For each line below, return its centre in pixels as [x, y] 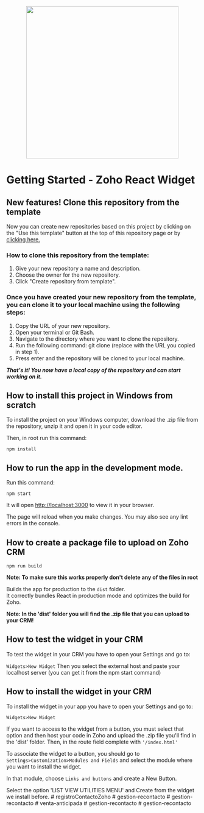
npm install [21, 449]
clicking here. [23, 240]
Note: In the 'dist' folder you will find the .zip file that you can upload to [98, 614]
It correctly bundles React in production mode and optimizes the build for [98, 596]
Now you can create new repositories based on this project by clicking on [99, 226]
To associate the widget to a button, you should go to [73, 753]
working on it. [24, 376]
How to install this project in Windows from [90, 395]
